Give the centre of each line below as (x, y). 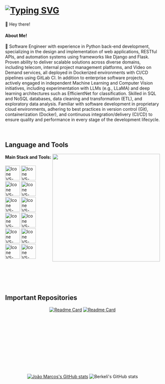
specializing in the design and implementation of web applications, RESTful (81, 52)
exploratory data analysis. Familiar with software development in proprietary (82, 104)
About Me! (16, 35)
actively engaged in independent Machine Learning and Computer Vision (79, 83)
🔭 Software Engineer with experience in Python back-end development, (78, 46)
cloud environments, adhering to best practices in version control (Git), (77, 109)
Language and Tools (37, 144)
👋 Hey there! (18, 24)
